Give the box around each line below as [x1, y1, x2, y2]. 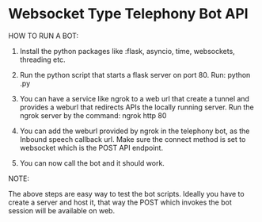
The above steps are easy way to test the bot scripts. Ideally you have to [8, 189, 245, 198]
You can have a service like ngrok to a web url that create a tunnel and [19, 94, 249, 103]
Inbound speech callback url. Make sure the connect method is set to [19, 134, 246, 144]
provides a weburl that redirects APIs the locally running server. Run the [19, 102, 255, 112]
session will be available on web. [8, 205, 116, 215]
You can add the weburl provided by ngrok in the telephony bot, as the [19, 126, 250, 136]
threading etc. [19, 55, 66, 64]
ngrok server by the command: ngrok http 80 [19, 110, 167, 120]
